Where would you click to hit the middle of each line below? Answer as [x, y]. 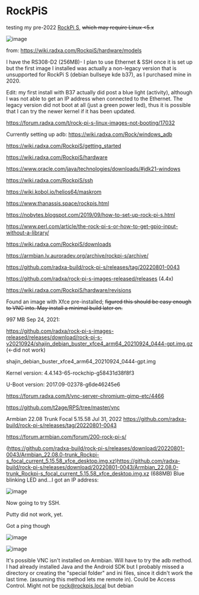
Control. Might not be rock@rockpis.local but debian [70, 585]
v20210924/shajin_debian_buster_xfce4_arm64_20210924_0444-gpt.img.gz [99, 343]
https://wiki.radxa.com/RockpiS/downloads [59, 244]
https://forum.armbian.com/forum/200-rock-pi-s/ [66, 436]
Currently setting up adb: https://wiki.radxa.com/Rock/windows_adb [89, 134]
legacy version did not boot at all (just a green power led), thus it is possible [99, 105]
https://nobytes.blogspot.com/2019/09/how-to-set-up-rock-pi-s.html [91, 214]
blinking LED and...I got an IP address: [52, 480]
